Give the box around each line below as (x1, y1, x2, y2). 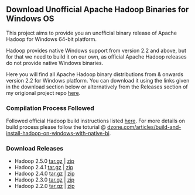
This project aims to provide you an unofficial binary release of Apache (6, 29, 177, 36)
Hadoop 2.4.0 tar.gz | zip (14, 170, 75, 177)
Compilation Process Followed (6, 104, 95, 112)
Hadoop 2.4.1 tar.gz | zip (14, 164, 74, 171)
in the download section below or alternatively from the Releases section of (6, 83, 189, 90)
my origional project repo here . (6, 89, 81, 96)
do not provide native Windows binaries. (6, 59, 104, 66)
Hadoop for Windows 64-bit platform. (6, 35, 97, 43)
